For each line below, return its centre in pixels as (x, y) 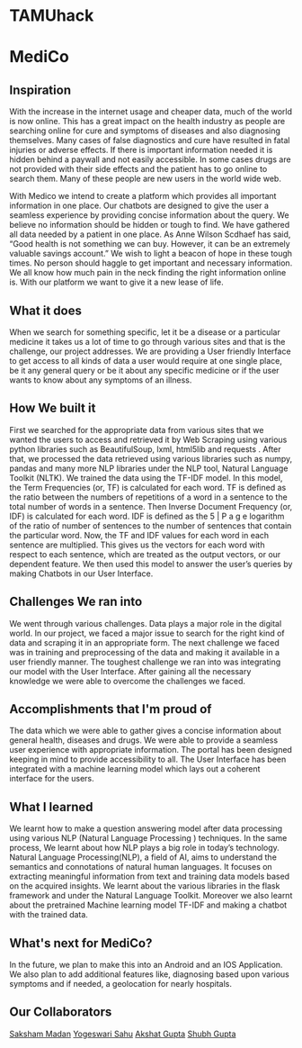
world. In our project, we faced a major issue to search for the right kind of (147, 633)
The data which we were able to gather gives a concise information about (145, 731)
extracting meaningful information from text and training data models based (150, 876)
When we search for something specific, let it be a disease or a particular (145, 332)
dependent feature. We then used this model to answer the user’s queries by (151, 564)
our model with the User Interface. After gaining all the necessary (130, 671)
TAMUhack (52, 16)
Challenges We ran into (76, 602)
